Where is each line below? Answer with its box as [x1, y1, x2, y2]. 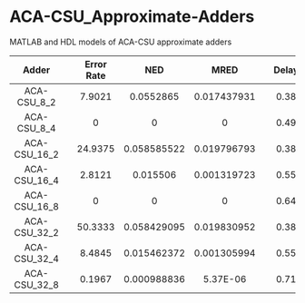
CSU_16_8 [14, 200, 59, 212]
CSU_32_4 [14, 252, 59, 265]
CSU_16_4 [14, 174, 59, 187]
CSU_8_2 [16, 95, 56, 108]
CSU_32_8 [14, 279, 59, 291]
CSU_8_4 [16, 122, 56, 134]
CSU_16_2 [14, 148, 59, 161]
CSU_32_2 [14, 226, 59, 239]
